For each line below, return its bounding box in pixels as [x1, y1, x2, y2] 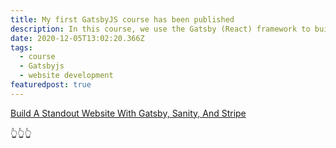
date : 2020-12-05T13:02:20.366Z [10, 33, 145, 43]
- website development [19, 71, 114, 81]
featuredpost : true [10, 80, 92, 90]
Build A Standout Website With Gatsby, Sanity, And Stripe [10, 107, 247, 119]
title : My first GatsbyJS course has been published [10, 14, 235, 25]
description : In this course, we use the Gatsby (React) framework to [10, 24, 311, 34]
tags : [10, 42, 33, 53]
